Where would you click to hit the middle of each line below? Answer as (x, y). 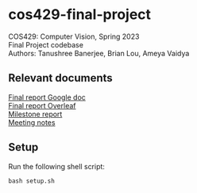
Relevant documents (60, 78)
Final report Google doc (47, 97)
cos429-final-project (80, 15)
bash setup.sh (32, 181)
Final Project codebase (46, 44)
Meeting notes (32, 122)
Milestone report (35, 114)
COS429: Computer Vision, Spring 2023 (74, 36)
